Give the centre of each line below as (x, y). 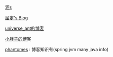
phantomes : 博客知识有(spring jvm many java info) (57, 49)
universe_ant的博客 (25, 28)
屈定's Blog (17, 18)
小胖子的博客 (18, 39)
